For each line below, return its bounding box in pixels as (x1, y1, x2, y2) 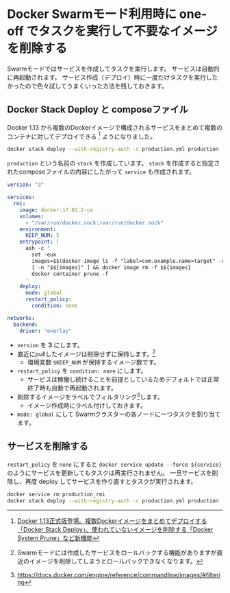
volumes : (19, 213, 44, 220)
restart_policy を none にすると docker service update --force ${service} (7, 460, 222, 468)
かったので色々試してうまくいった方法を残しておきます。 (7, 82, 168, 90)
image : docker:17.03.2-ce (19, 207, 94, 213)
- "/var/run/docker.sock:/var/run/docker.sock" (25, 219, 164, 226)
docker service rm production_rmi (7, 491, 106, 498)
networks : (7, 314, 36, 321)
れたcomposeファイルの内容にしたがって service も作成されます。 (7, 167, 196, 176)
